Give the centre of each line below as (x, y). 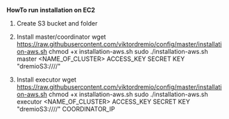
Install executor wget (46, 80)
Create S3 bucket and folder (57, 23)
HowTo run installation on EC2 (51, 10)
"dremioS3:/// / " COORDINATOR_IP (66, 109)
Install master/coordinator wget (61, 37)
